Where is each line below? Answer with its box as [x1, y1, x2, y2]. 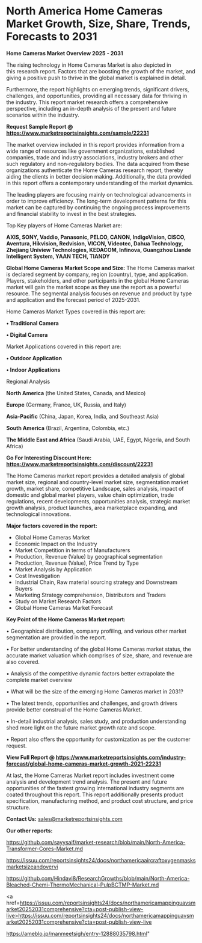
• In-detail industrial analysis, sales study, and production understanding [6, 717, 186, 725]
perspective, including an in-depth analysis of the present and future [6, 105, 177, 112]
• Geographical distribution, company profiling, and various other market [6, 627, 187, 634]
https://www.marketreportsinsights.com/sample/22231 [6, 129, 149, 137]
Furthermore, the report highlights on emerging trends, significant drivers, [6, 85, 189, 93]
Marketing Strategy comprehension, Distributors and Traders [14, 591, 167, 598]
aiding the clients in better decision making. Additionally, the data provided [6, 173, 191, 180]
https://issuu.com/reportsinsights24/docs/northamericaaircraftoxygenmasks [6, 856, 197, 864]
